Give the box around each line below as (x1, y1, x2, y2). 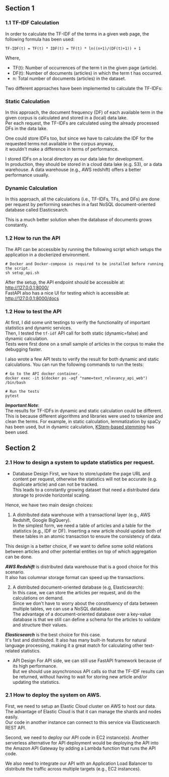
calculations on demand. (12, 595, 64, 601)
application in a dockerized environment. (5, 252, 90, 258)
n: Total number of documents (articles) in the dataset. (12, 75, 126, 81)
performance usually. (5, 172, 49, 178)
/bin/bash (5, 380, 26, 385)
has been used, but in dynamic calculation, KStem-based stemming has (5, 424, 155, 430)
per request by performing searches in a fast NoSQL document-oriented (5, 201, 155, 208)
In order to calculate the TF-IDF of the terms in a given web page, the (5, 30, 150, 37)
